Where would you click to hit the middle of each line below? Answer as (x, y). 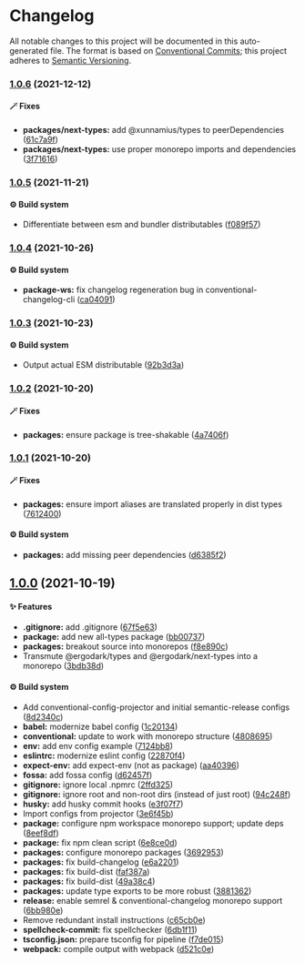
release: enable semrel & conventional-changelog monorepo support (152, 900)
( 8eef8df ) (41, 833)
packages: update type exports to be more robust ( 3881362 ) (137, 891)
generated (29, 50)
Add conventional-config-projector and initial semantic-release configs (156, 707)
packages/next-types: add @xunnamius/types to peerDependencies (153, 130)
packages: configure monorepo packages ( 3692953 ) (123, 852)
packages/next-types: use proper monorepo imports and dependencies (159, 149)
